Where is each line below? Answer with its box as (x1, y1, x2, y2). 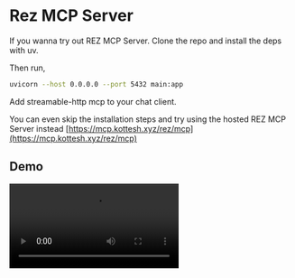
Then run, (9, 62, 46, 73)
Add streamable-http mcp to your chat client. (9, 96, 178, 107)
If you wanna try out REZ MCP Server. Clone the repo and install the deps (9, 35, 282, 46)
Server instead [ (9, 123, 69, 134)
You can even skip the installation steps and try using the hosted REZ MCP (9, 114, 287, 125)
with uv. (9, 44, 39, 55)
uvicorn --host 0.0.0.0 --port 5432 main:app (9, 79, 183, 88)
